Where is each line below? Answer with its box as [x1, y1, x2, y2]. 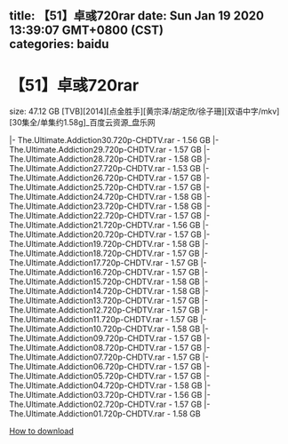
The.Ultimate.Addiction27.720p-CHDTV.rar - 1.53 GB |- [9, 163, 210, 174]
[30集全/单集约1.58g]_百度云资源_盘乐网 [9, 117, 156, 128]
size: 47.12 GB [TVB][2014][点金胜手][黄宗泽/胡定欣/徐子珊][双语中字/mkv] [9, 106, 280, 117]
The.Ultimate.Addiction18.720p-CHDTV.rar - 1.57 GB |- [9, 248, 209, 259]
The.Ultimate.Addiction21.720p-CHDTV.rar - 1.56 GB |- [9, 220, 209, 231]
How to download [9, 425, 74, 437]
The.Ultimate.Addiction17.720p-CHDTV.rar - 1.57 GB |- [9, 258, 207, 268]
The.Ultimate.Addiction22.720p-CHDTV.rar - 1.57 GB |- [9, 210, 211, 221]
